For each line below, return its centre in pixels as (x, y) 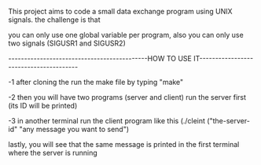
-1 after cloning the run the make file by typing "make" (96, 82)
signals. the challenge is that (54, 20)
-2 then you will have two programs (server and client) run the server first (127, 97)
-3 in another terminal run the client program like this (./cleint (107, 121)
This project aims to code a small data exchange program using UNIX (121, 11)
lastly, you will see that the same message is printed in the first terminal (124, 144)
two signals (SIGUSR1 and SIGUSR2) (67, 43)
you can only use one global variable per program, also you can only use (126, 35)
